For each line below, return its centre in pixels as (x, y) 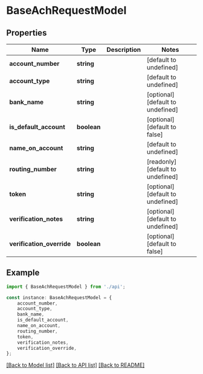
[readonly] (162, 162)
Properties (27, 33)
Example (23, 273)
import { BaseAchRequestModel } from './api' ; (66, 287)
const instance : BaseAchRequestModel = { (59, 297)
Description (124, 50)
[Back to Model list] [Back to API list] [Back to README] (76, 365)
